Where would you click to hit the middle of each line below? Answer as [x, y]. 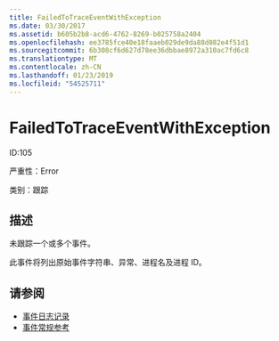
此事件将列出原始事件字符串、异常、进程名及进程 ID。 [108, 263]
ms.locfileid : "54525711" [57, 84]
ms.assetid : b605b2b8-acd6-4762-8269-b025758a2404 [105, 34]
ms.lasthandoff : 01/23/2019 [62, 76]
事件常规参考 [45, 328]
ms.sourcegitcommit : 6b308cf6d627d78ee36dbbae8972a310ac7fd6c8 [129, 51]
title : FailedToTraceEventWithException [86, 17]
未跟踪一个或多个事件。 [52, 244]
